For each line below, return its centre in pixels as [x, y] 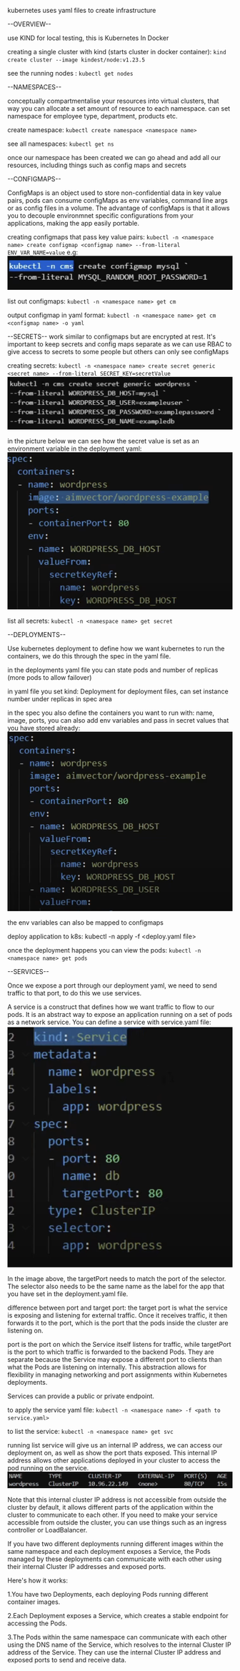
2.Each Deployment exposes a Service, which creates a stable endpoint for [118, 1615]
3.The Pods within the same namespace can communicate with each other [117, 1637]
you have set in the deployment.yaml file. [68, 1294]
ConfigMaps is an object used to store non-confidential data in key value [114, 193]
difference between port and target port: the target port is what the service [117, 1308]
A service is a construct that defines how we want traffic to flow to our [111, 1007]
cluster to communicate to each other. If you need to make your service [112, 1515]
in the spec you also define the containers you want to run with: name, [111, 713]
